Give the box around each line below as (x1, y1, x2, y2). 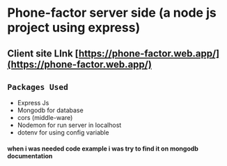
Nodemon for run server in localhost (17, 121, 122, 130)
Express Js (17, 99, 49, 107)
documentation (7, 151, 53, 160)
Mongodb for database (17, 106, 84, 114)
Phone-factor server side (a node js (7, 5, 217, 21)
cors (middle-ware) (17, 114, 73, 122)
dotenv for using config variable (17, 128, 109, 137)
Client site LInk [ (7, 47, 79, 59)
